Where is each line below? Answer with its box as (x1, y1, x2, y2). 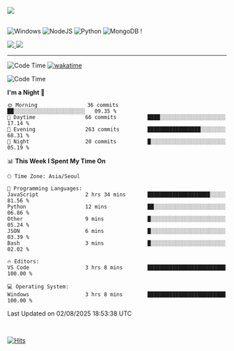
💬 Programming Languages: (7, 185, 82, 192)
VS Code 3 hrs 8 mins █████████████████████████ (7, 264, 226, 271)
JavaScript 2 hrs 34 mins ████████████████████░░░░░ (7, 191, 226, 198)
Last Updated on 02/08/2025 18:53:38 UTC (7, 309, 132, 318)
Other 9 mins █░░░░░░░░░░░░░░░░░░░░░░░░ (7, 215, 226, 222)
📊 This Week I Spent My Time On (7, 157, 106, 165)
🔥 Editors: (7, 258, 40, 265)
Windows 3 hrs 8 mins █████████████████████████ (7, 291, 226, 298)
